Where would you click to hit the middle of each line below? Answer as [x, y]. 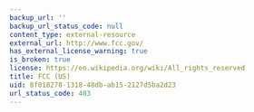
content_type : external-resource [73, 34]
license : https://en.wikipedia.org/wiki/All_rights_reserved [127, 69]
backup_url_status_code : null [67, 26]
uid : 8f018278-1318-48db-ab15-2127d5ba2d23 [93, 85]
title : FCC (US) [40, 77]
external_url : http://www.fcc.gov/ [77, 43]
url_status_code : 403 [50, 93]
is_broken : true [40, 60]
